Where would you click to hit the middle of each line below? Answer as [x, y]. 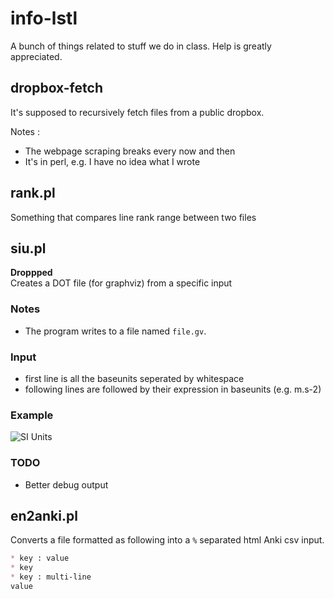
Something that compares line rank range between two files [133, 217]
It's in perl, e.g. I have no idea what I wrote [112, 161]
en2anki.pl [44, 515]
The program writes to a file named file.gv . [115, 331]
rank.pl [33, 193]
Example [32, 415]
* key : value [40, 558]
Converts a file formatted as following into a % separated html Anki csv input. [167, 540]
